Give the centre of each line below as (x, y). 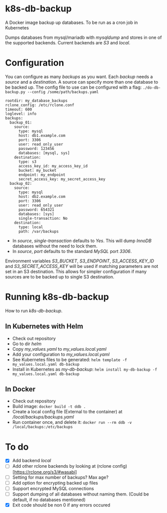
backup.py (15, 92)
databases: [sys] (36, 214)
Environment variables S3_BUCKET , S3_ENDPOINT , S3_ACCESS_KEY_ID (80, 261)
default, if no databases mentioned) (49, 500)
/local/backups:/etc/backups (42, 427)
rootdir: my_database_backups (37, 101)
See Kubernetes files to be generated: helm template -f (70, 360)
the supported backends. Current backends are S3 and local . (68, 42)
